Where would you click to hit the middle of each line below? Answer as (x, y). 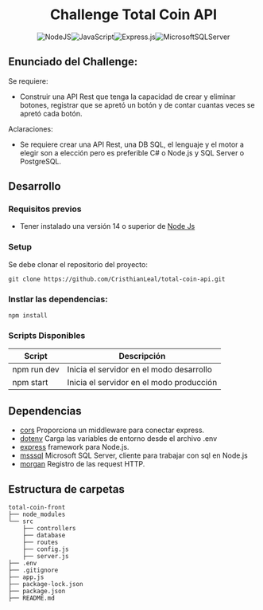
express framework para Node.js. (74, 447)
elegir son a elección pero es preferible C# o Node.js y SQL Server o (132, 152)
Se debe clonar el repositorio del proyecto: (78, 264)
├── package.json (37, 591)
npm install (28, 316)
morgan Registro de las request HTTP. (82, 464)
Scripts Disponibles (47, 335)
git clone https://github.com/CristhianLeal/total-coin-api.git (117, 279)
